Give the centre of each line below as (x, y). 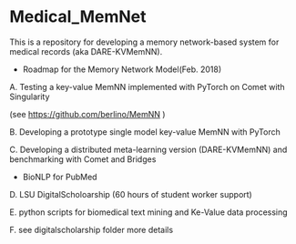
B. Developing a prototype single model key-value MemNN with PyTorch (145, 132)
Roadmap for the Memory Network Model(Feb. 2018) (122, 69)
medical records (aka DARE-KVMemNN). (86, 51)
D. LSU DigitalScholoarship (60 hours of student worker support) (131, 194)
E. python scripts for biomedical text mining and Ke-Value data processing (149, 212)
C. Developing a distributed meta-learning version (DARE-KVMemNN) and (148, 149)
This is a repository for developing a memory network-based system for (144, 42)
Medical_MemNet (78, 17)
